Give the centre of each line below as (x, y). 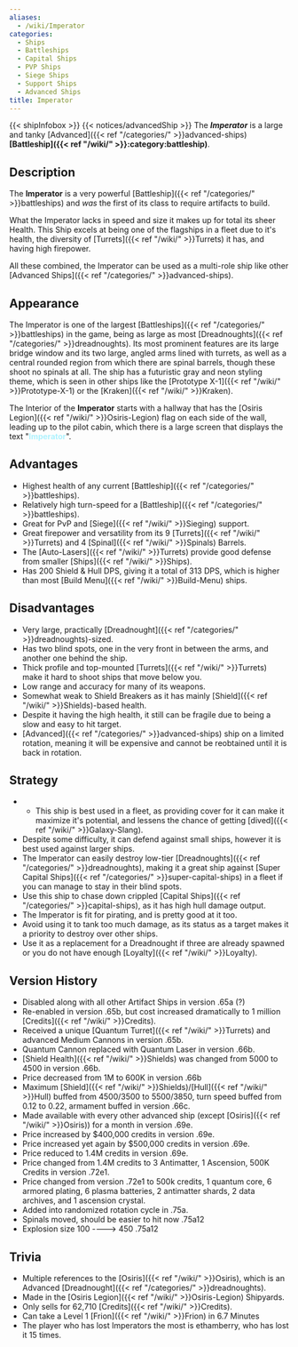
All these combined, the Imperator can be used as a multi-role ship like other (149, 266)
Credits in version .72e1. (66, 1172)
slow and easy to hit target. (71, 724)
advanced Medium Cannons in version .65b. (103, 1040)
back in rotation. (52, 752)
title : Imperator (41, 100)
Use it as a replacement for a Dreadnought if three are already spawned (153, 943)
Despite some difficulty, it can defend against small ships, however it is (152, 839)
